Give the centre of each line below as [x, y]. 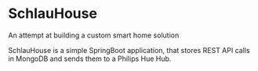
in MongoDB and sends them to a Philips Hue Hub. [90, 59]
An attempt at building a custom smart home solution [94, 35]
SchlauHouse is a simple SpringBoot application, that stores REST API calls [129, 50]
